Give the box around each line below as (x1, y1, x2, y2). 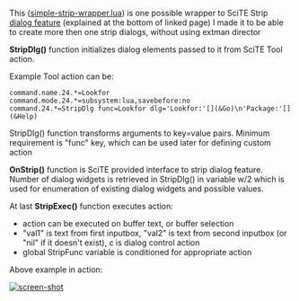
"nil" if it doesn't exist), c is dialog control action (22, 237, 200, 248)
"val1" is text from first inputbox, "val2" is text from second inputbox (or (22, 228, 287, 238)
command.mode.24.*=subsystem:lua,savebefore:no (9, 96, 191, 105)
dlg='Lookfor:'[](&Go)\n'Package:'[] (149, 104, 292, 113)
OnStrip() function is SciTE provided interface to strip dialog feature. (9, 164, 263, 174)
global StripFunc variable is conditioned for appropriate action (22, 247, 252, 257)
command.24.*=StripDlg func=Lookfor (9, 104, 146, 113)
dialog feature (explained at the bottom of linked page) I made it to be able (9, 17, 285, 28)
